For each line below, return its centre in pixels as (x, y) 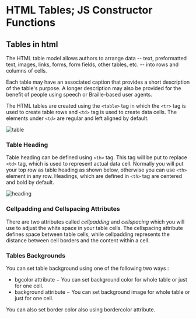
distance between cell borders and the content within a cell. (78, 240)
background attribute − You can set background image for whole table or (102, 292)
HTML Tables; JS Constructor (79, 10)
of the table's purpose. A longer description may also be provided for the (94, 88)
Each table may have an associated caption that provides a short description (98, 82)
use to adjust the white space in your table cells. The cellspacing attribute (94, 228)
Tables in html (32, 44)
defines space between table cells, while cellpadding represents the (88, 234)
